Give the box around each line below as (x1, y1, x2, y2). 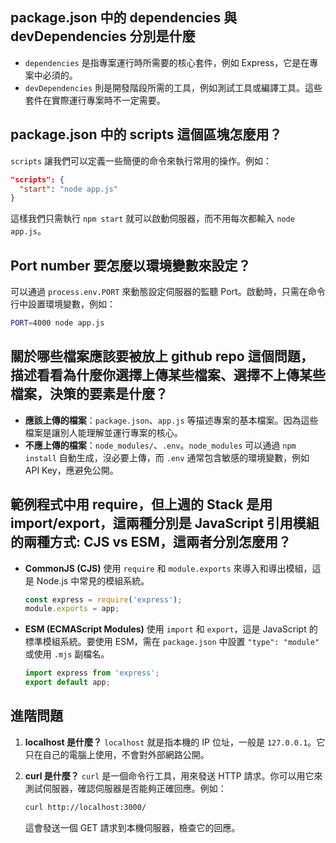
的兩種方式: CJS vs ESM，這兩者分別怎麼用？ (10, 534, 292, 551)
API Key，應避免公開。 (24, 464, 119, 476)
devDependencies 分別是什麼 (10, 28, 196, 45)
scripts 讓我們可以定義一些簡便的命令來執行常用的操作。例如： (10, 154, 273, 167)
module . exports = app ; (24, 604, 120, 614)
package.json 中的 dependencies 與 (10, 9, 238, 27)
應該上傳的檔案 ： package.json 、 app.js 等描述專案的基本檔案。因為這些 (24, 414, 319, 426)
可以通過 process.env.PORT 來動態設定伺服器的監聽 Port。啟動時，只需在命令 (10, 286, 326, 298)
